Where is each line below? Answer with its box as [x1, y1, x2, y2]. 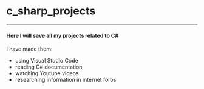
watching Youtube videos [15, 70, 79, 77]
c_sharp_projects [6, 4, 96, 18]
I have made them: [6, 45, 53, 52]
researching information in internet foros [15, 76, 117, 84]
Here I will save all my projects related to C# [6, 32, 119, 39]
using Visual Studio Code [15, 57, 79, 64]
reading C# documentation [15, 63, 83, 70]
